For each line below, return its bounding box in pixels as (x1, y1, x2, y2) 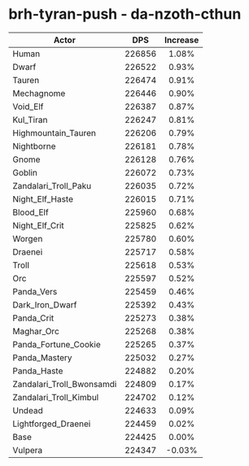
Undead (12, 404, 43, 416)
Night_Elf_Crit (12, 220, 65, 231)
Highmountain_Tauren (12, 127, 96, 138)
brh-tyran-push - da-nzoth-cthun (8, 5, 242, 24)
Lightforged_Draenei (12, 418, 91, 429)
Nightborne (12, 140, 56, 151)
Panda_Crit (12, 312, 55, 324)
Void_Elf (12, 101, 44, 112)
